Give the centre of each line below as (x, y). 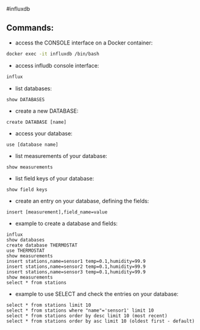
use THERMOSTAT (26, 250)
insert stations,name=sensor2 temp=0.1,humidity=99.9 (76, 267)
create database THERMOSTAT (42, 245)
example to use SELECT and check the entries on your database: (97, 294)
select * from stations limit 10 (49, 305)
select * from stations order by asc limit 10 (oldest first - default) (101, 321)
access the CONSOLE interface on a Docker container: (84, 43)
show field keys (27, 189)
